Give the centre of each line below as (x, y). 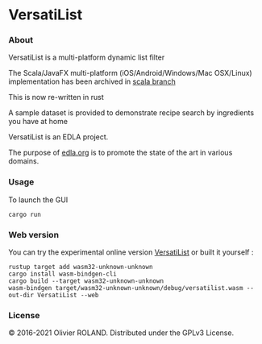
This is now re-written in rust (56, 97)
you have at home (38, 122)
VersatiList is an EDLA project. (58, 137)
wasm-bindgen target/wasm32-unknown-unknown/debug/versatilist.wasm (126, 288)
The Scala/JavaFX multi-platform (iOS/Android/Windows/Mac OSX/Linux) (130, 73)
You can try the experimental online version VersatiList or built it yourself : (131, 252)
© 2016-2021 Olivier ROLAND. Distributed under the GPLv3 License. (121, 333)
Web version (33, 234)
